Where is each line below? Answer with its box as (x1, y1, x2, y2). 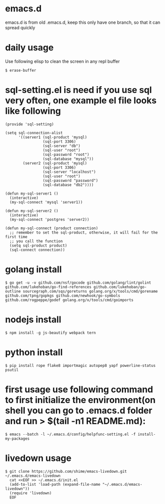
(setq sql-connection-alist (5, 130, 63, 135)
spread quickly (5, 24, 36, 30)
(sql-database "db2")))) (42, 182, 94, 187)
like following (5, 105, 61, 117)
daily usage (5, 42, 54, 53)
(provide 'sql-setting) (5, 122, 54, 127)
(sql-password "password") (42, 178, 98, 183)
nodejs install (5, 314, 62, 325)
